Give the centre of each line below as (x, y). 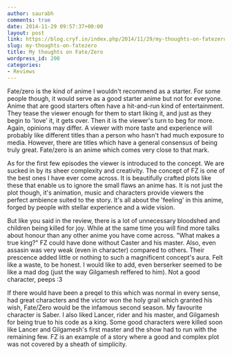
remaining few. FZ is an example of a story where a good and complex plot (113, 336)
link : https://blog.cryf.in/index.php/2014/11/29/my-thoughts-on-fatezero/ (118, 39)
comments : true (29, 20)
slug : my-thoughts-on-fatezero (52, 46)
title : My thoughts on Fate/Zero (55, 52)
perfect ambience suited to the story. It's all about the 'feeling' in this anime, (115, 200)
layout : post (26, 33)
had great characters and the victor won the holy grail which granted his (110, 300)
